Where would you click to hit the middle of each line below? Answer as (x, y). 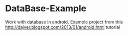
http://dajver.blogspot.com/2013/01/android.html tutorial (63, 27)
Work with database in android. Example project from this (64, 22)
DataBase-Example (46, 9)
